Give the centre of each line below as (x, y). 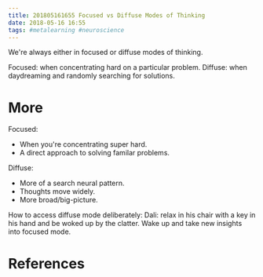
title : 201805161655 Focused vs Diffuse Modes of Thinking (107, 15)
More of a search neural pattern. (72, 183)
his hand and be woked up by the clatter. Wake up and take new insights (125, 224)
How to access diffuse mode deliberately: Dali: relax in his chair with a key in (132, 215)
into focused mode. (40, 231)
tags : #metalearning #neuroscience (66, 30)
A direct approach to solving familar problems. (95, 153)
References (46, 263)
